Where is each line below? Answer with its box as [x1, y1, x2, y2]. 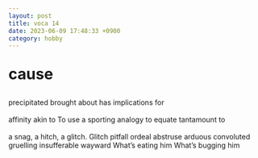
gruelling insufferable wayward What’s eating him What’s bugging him [8, 140, 240, 150]
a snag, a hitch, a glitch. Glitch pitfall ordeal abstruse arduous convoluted [8, 132, 251, 142]
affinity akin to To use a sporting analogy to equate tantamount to [8, 114, 226, 125]
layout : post [8, 11, 52, 20]
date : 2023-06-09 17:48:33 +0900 [8, 27, 121, 35]
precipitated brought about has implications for [8, 98, 164, 107]
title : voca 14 [8, 19, 60, 27]
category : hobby [8, 34, 63, 43]
